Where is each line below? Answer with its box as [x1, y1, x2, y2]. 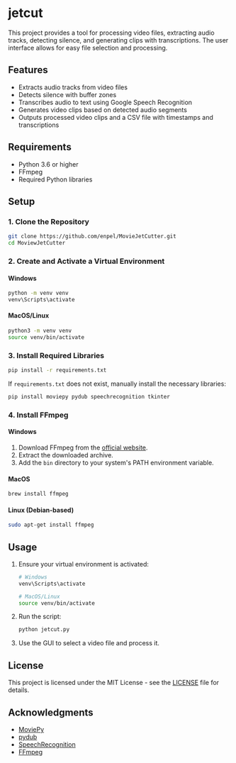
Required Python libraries [18, 175, 93, 184]
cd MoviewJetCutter [8, 240, 66, 247]
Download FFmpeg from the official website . [18, 443, 148, 452]
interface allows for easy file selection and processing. [8, 43, 168, 52]
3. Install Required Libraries [8, 350, 105, 360]
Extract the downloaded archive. [18, 451, 114, 459]
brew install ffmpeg [8, 491, 69, 498]
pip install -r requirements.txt [8, 367, 107, 374]
